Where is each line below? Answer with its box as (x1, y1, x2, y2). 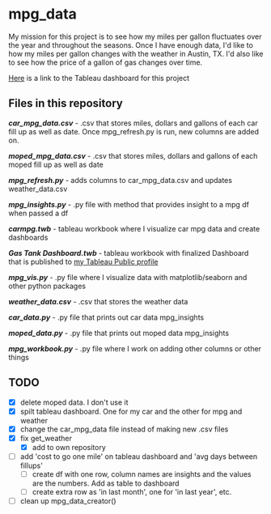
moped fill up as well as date (8, 159, 104, 169)
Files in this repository (8, 96, 123, 110)
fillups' (19, 461, 43, 470)
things (8, 352, 30, 362)
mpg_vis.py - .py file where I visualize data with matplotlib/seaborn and (8, 272, 248, 282)
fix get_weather (19, 433, 73, 443)
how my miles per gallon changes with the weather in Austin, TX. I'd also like (8, 49, 264, 58)
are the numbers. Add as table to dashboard (32, 478, 180, 488)
